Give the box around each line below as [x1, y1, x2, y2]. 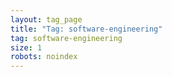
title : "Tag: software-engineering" [10, 24, 163, 34]
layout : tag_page [10, 14, 83, 25]
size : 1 [10, 42, 43, 53]
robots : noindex [10, 52, 78, 62]
